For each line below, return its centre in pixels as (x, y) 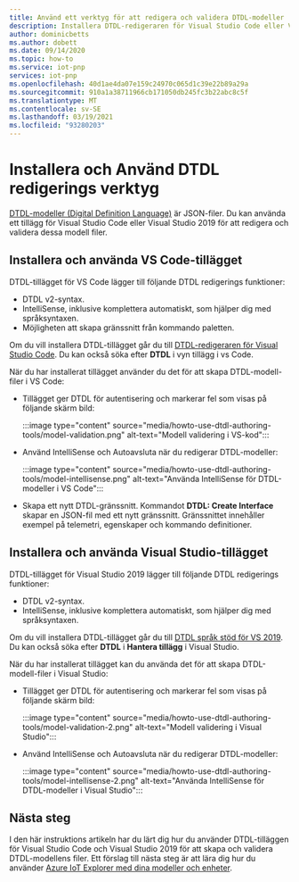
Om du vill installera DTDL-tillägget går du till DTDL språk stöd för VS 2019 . (146, 637)
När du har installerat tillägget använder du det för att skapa (119, 371)
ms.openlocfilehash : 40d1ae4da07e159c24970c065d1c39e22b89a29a (129, 84)
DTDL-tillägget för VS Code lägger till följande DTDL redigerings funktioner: (147, 281)
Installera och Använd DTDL (114, 170)
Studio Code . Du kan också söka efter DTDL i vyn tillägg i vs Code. (131, 354)
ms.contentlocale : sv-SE (55, 109)
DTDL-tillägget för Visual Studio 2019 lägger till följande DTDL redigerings (144, 574)
